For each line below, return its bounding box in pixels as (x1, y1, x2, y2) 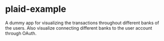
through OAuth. (5, 30, 37, 36)
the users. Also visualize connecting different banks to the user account (5, 25, 153, 31)
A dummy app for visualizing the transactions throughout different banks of (5, 20, 160, 26)
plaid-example (5, 3, 66, 15)
